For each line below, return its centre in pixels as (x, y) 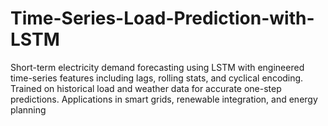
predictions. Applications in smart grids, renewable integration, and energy (164, 99)
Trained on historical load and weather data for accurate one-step (146, 88)
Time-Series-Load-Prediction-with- (162, 18)
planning (28, 109)
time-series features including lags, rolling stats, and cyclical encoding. (157, 78)
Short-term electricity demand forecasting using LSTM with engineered (157, 67)
